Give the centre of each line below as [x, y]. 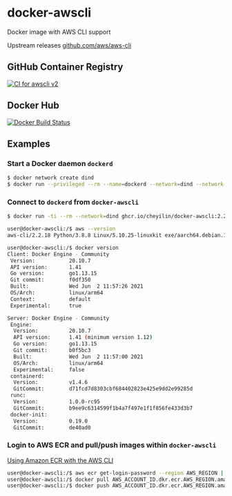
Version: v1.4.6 [51, 383]
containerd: [27, 376]
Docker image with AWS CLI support [59, 32]
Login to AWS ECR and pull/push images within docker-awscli [112, 446]
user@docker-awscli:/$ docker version [63, 248]
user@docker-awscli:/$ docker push [58, 486]
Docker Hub [33, 105]
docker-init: [29, 414]
